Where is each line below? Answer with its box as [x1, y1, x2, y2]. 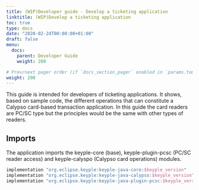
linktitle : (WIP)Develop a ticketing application [6, 14, 131, 20]
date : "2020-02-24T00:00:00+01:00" [6, 31, 94, 37]
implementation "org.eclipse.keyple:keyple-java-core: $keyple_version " [6, 167, 187, 173]
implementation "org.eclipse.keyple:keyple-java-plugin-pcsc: [6, 178, 163, 184]
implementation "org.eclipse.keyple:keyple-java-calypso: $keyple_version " [6, 172, 195, 178]
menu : [6, 42, 20, 48]
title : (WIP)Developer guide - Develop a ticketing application [6, 8, 168, 15]
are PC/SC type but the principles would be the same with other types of [6, 110, 184, 117]
